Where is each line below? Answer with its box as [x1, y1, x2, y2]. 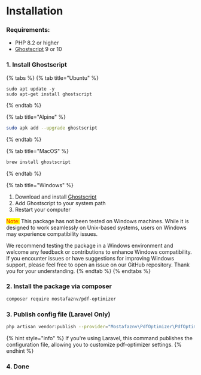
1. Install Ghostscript [6, 61, 67, 69]
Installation [6, 4, 63, 18]
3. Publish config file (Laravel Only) [6, 310, 111, 319]
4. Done [6, 362, 30, 370]
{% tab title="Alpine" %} [6, 113, 66, 121]
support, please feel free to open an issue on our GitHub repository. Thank [6, 261, 190, 268]
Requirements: [6, 26, 50, 34]
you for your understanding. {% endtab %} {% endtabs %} [6, 267, 151, 274]
